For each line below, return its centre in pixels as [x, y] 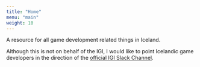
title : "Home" [24, 12]
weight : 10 [20, 23]
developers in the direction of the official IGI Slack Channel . [80, 58]
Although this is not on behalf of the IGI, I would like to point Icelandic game [100, 51]
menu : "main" [23, 17]
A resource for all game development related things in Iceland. [83, 40]
